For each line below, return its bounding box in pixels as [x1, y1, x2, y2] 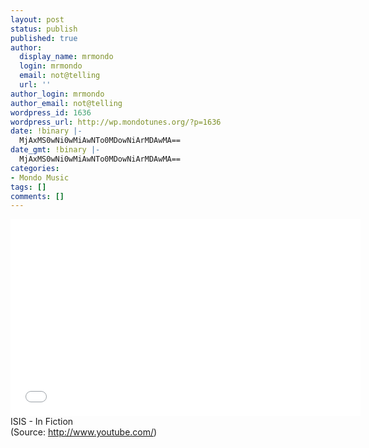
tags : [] [10, 182, 47, 192]
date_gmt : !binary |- [10, 145, 101, 155]
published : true [10, 33, 78, 43]
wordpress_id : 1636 [10, 107, 92, 118]
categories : [10, 163, 60, 173]
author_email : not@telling [10, 98, 123, 108]
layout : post [10, 14, 65, 25]
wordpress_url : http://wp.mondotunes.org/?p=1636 [10, 117, 222, 127]
